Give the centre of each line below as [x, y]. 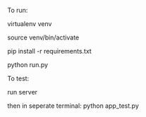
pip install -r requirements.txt [49, 51]
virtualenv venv [30, 24]
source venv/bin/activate [43, 37]
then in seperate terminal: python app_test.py [73, 106]
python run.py [28, 65]
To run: [18, 10]
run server [22, 92]
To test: [18, 78]
